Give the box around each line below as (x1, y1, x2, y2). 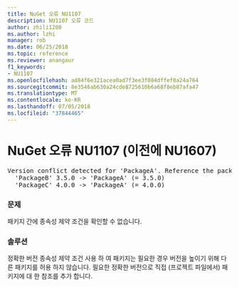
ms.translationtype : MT (7, 90, 78, 97)
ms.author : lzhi (7, 30, 55, 38)
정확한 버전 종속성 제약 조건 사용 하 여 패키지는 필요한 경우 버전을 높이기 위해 (7, 254, 220, 263)
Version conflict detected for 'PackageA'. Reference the (7, 167, 214, 174)
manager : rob (7, 37, 46, 44)
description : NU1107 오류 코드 (7, 17, 95, 24)
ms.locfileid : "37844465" (7, 110, 84, 117)
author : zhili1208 (7, 24, 62, 31)
